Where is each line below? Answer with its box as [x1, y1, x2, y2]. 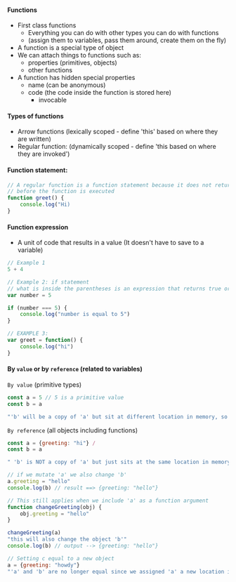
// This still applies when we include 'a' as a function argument [7, 497, 209, 504]
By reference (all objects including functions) [7, 425, 138, 435]
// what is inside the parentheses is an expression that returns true [7, 285, 221, 292]
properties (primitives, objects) [27, 58, 117, 67]
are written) [17, 135, 51, 143]
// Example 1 [7, 260, 46, 267]
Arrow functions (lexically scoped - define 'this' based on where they [17, 127, 218, 136]
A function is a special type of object [17, 44, 124, 52]
